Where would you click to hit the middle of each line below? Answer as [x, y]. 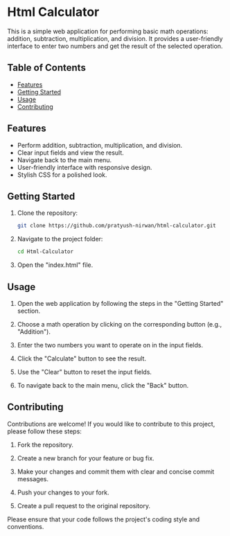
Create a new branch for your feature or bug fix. [86, 458]
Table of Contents [47, 68]
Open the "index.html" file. [55, 265]
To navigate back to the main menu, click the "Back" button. [103, 385]
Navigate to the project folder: [60, 239]
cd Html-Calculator [45, 252]
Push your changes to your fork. [63, 492]
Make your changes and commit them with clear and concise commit [116, 472]
